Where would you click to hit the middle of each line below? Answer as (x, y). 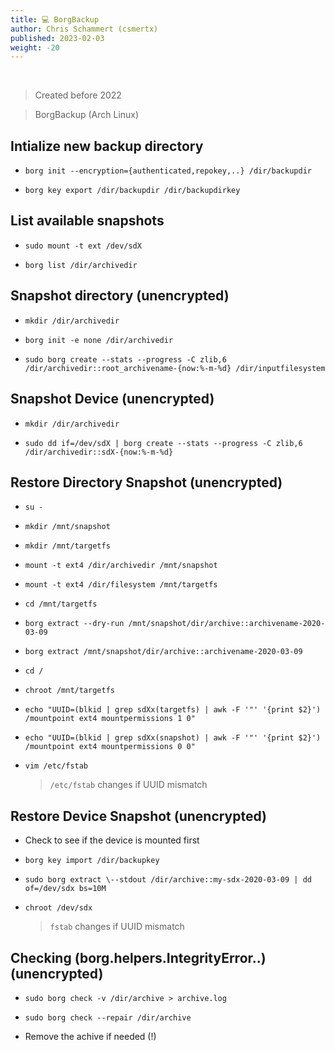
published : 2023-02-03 (57, 38)
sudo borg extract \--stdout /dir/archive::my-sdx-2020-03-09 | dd (168, 880)
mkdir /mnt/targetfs (67, 546)
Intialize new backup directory (107, 146)
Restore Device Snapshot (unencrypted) (139, 816)
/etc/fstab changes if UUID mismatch (128, 785)
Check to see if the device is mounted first (112, 840)
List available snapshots (87, 221)
